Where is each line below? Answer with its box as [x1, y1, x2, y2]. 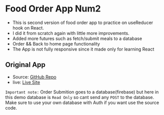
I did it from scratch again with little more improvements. [12, 30, 130, 36]
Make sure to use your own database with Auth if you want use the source [5, 99, 159, 105]
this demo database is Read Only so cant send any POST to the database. [5, 94, 154, 100]
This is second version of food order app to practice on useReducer [12, 19, 153, 25]
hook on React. [12, 24, 44, 30]
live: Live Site [12, 79, 40, 85]
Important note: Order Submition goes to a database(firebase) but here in [5, 88, 159, 95]
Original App [5, 60, 46, 69]
